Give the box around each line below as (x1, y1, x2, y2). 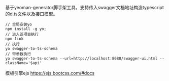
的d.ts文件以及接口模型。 (5, 11, 58, 17)
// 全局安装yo (5, 22, 32, 27)
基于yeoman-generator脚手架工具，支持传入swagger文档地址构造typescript (5, 5, 164, 10)
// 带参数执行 (5, 51, 31, 57)
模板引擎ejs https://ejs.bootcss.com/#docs (5, 70, 95, 76)
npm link (5, 36, 24, 41)
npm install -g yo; (5, 26, 47, 32)
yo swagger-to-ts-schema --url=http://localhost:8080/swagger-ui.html (5, 56, 158, 61)
